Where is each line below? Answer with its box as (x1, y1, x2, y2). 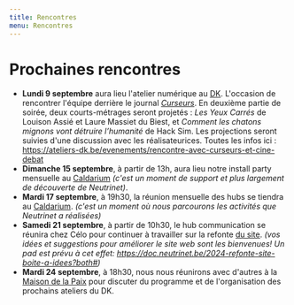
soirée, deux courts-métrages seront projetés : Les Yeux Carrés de (21, 107, 267, 118)
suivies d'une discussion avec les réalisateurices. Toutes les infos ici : (21, 135, 277, 146)
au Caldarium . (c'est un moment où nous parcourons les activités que (21, 201, 277, 212)
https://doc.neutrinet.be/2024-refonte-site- (116, 248, 276, 259)
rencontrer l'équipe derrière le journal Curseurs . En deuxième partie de (21, 98, 282, 109)
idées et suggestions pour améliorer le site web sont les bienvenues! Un (21, 239, 285, 249)
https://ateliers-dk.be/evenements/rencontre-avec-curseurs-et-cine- (21, 145, 275, 156)
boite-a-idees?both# (21, 257, 98, 268)
